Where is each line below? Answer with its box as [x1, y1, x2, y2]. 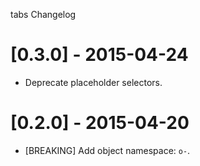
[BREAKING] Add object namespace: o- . [24, 144, 191, 156]
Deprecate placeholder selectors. [24, 76, 163, 88]
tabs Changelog [10, 9, 77, 20]
